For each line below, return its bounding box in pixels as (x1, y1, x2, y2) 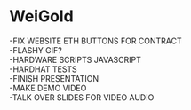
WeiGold (9, 6, 74, 27)
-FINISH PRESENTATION (9, 73, 99, 83)
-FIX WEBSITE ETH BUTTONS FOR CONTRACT (9, 35, 182, 46)
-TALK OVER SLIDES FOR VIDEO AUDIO (9, 91, 155, 103)
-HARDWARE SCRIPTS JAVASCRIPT (9, 54, 142, 65)
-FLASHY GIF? (9, 44, 62, 55)
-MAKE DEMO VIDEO (9, 82, 87, 93)
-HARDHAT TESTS (9, 64, 77, 75)
